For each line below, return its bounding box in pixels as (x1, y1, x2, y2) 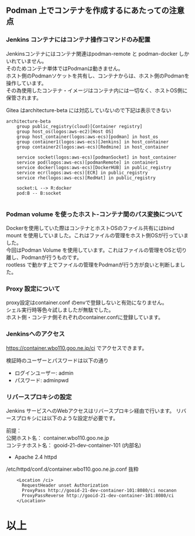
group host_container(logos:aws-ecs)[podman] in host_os (16, 134, 159, 140)
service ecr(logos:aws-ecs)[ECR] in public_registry (16, 170, 148, 176)
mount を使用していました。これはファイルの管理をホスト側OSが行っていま (6, 231, 189, 239)
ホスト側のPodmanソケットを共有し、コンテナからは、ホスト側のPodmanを (6, 72, 190, 79)
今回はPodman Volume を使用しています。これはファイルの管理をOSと (6, 246, 177, 254)
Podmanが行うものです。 (21, 254, 82, 261)
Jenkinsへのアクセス (6, 330, 66, 338)
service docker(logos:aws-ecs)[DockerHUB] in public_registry (16, 164, 172, 170)
